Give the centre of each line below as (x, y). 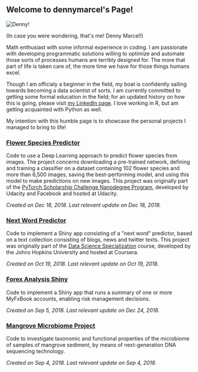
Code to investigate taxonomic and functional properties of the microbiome (98, 338)
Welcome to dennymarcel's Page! (70, 10)
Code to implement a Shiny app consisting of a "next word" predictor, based (99, 233)
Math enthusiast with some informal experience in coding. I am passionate (97, 47)
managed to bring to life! (36, 127)
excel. (13, 72)
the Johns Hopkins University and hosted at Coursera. (72, 252)
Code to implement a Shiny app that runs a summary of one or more (89, 292)
